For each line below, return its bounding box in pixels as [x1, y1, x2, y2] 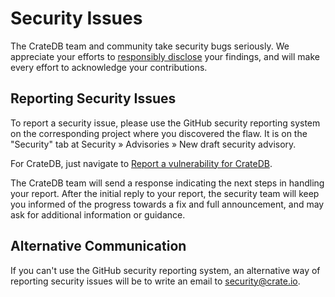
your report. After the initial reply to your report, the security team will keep [10, 187, 320, 199]
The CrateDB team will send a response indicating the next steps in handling [10, 177, 325, 189]
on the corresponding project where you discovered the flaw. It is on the [10, 127, 308, 139]
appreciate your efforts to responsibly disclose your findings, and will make [10, 50, 320, 62]
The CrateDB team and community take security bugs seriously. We [10, 40, 290, 52]
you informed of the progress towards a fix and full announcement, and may [10, 198, 325, 210]
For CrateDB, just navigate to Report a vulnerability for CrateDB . [10, 157, 273, 169]
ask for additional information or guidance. [10, 208, 186, 221]
